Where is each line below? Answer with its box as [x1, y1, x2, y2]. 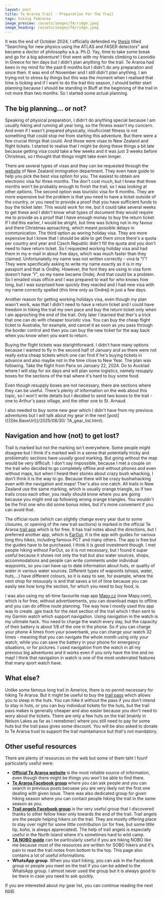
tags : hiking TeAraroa [5, 16, 51, 21]
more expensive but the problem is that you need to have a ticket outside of [5, 194, 156, 199]
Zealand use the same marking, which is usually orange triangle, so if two [5, 486, 152, 492]
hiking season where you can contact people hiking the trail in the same [12, 796, 156, 802]
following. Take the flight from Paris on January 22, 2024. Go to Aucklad [5, 362, 149, 368]
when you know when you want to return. [5, 332, 88, 338]
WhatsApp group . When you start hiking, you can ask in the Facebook [12, 858, 154, 863]
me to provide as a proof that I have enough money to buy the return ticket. [5, 215, 155, 220]
